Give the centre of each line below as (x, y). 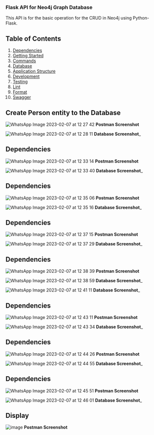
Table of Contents (33, 38)
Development (26, 76)
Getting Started (28, 56)
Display (17, 416)
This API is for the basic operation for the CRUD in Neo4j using (69, 18)
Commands (24, 61)
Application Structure (34, 71)
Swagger (22, 97)
